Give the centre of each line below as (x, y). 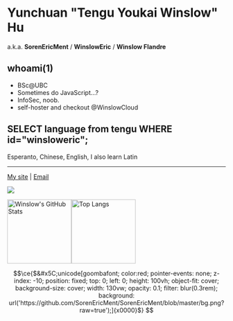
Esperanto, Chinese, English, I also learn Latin (72, 157)
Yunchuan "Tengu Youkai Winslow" (113, 13)
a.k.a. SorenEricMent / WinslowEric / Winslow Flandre (87, 46)
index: (23, 280)
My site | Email (28, 176)
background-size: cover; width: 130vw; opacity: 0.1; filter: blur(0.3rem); (116, 288)
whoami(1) (30, 68)
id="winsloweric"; (48, 140)
